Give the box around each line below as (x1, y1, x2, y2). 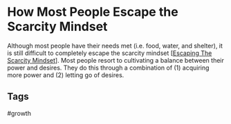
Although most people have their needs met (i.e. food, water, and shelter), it (7, 41, 223, 50)
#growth (7, 109, 31, 117)
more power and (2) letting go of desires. (7, 70, 124, 79)
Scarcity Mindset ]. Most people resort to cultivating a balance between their (7, 56, 225, 64)
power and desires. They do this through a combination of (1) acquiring (7, 63, 210, 72)
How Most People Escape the (7, 4, 178, 20)
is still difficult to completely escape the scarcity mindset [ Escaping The (7, 49, 212, 57)
